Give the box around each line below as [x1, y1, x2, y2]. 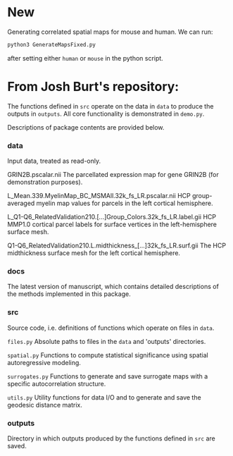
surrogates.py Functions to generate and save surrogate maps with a [7, 371, 208, 381]
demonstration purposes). [7, 178, 83, 187]
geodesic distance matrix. [7, 400, 83, 409]
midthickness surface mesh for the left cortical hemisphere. [7, 249, 181, 257]
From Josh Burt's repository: [7, 79, 180, 94]
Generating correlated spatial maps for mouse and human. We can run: [7, 27, 213, 36]
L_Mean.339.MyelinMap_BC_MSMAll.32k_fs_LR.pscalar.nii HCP [7, 192, 191, 200]
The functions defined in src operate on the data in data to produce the [7, 101, 214, 110]
